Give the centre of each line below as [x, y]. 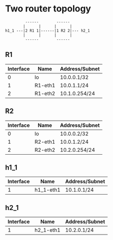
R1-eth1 [45, 85]
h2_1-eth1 [48, 230]
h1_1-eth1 [48, 190]
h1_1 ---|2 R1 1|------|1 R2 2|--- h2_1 [48, 30]
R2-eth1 [45, 142]
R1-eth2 [45, 93]
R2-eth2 [45, 150]
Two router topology [48, 9]
